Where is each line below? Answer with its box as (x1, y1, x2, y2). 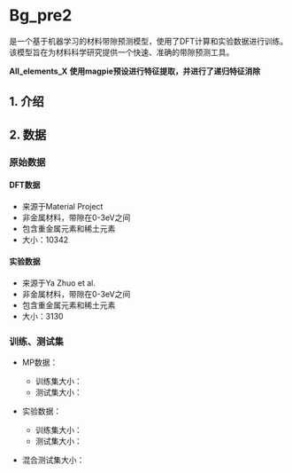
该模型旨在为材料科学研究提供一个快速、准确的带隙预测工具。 (9, 46, 234, 58)
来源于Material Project (21, 201, 104, 211)
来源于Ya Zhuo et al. (21, 278, 96, 288)
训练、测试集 (9, 335, 65, 347)
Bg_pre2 (9, 5, 73, 26)
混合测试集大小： (21, 454, 85, 466)
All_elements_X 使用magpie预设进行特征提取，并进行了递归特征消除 (9, 66, 261, 76)
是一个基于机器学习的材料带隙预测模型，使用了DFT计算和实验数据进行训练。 (9, 35, 288, 46)
